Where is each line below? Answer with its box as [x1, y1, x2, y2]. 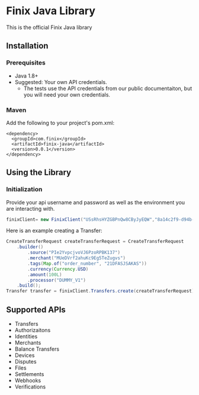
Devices [14, 352, 35, 359]
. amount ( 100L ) [27, 271, 62, 278]
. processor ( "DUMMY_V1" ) [27, 277, 86, 283]
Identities [14, 333, 38, 340]
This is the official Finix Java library [6, 24, 92, 31]
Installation [6, 41, 49, 51]
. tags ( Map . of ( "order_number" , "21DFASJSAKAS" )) [27, 261, 147, 266]
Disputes [14, 358, 37, 365]
